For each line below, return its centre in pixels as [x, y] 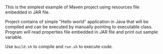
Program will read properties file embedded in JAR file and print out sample [81, 32]
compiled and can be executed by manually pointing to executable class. [79, 27]
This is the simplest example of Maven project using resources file [72, 7]
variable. [14, 37]
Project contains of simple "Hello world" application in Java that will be [77, 22]
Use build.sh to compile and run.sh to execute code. [59, 46]
